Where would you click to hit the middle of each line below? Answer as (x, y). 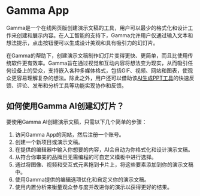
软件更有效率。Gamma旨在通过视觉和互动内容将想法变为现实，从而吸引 (99, 63)
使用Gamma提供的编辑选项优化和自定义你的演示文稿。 (82, 179)
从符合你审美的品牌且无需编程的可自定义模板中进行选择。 (86, 157)
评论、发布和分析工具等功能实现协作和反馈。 (72, 85)
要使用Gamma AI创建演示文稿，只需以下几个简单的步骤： (77, 122)
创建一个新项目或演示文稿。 (49, 142)
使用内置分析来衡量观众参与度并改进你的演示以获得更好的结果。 (93, 187)
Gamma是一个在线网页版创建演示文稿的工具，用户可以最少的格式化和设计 (97, 28)
